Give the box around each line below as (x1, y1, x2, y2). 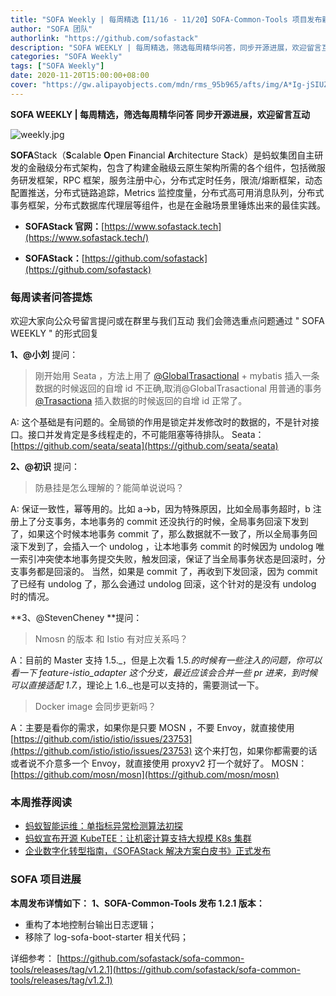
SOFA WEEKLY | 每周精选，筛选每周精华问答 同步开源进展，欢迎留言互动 (10, 108, 310, 120)
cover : (10, 80, 38, 90)
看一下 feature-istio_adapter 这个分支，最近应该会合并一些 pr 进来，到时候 (10, 667, 318, 679)
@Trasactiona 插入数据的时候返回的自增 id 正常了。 (34, 395, 248, 407)
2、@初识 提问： (10, 461, 80, 473)
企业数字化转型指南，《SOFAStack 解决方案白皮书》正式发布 (24, 845, 272, 857)
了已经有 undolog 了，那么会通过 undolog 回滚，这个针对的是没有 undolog (10, 578, 317, 590)
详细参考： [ (10, 952, 61, 964)
